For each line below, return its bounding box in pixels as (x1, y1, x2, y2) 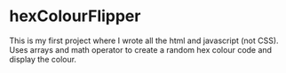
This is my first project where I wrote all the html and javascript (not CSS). (9, 35, 279, 46)
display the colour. (9, 54, 77, 64)
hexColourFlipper (9, 6, 141, 26)
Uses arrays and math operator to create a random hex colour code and (9, 44, 273, 55)
